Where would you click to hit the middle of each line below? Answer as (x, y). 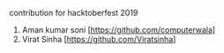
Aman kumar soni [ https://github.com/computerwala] (119, 30)
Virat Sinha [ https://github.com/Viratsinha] (99, 39)
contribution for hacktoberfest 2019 (74, 13)
